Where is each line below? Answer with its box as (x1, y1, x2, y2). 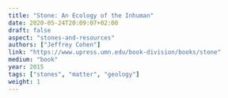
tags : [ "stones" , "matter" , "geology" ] (8, 70, 140, 78)
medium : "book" (8, 56, 59, 64)
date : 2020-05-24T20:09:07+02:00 (8, 19, 119, 27)
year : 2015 (8, 63, 44, 71)
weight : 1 (8, 77, 41, 85)
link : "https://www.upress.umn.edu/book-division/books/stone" (8, 48, 222, 56)
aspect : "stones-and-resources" (8, 33, 115, 42)
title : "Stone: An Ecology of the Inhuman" (8, 11, 154, 20)
